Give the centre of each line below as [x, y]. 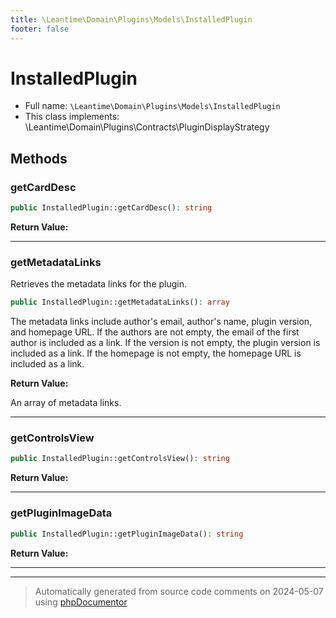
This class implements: [72, 117]
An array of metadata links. [66, 403]
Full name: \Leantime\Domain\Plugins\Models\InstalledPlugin [152, 106]
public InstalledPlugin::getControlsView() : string [120, 459]
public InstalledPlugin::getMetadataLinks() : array [120, 302]
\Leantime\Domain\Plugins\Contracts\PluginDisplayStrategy [147, 127]
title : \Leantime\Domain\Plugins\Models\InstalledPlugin [131, 19]
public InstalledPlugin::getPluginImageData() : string [127, 534]
